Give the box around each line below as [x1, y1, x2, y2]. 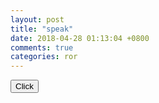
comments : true [10, 42, 74, 53]
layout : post [10, 14, 65, 25]
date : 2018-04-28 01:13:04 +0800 [10, 33, 150, 43]
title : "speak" [10, 24, 74, 34]
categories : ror [10, 52, 78, 62]
